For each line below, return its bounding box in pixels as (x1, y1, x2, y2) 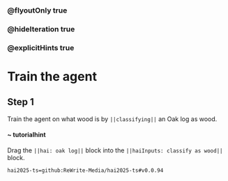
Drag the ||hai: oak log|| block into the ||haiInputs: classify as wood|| (7, 145, 223, 155)
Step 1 (7, 96, 35, 108)
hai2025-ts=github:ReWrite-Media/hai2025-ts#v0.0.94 (7, 166, 164, 174)
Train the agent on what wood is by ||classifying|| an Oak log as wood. (7, 114, 218, 123)
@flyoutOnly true (7, 6, 68, 15)
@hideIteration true (7, 24, 75, 33)
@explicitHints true (7, 42, 75, 52)
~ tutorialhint (7, 131, 47, 139)
